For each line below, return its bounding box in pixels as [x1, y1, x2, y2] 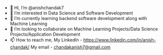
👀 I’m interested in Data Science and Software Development [9, 10, 133, 16]
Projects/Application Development [9, 31, 80, 37]
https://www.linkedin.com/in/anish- [83, 37, 156, 42]
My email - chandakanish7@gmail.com [30, 44, 111, 50]
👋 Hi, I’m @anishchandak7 [9, 5, 64, 10]
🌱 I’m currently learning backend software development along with [9, 15, 147, 21]
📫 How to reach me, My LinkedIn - [9, 37, 82, 42]
